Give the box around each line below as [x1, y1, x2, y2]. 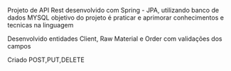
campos [7, 42, 31, 50]
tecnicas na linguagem [7, 21, 74, 29]
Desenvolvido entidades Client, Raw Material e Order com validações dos [7, 34, 222, 43]
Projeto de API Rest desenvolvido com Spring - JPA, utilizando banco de [7, 6, 219, 14]
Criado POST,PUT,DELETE [7, 56, 85, 64]
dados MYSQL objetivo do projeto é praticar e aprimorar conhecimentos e [7, 13, 224, 22]
